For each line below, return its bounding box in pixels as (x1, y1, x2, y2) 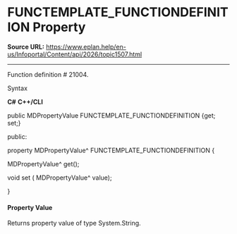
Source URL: (7, 42, 44, 51)
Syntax (7, 84, 28, 92)
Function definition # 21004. (7, 70, 89, 78)
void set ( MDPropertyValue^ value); (7, 173, 112, 182)
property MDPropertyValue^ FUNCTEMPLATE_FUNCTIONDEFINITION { (7, 146, 215, 154)
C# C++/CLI (7, 97, 44, 106)
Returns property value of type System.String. (7, 219, 141, 228)
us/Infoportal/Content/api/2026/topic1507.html (7, 50, 142, 58)
